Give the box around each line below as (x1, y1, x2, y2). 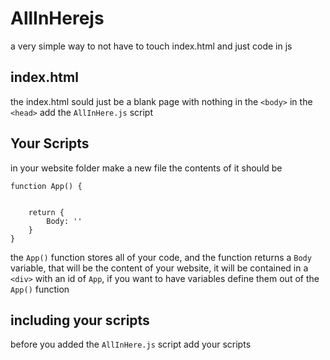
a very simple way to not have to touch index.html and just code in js (10, 40, 293, 52)
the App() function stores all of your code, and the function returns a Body (10, 251, 312, 263)
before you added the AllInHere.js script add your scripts (10, 338, 252, 351)
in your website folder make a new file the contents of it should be (10, 162, 283, 174)
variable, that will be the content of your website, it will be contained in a (10, 262, 309, 274)
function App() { (10, 181, 83, 191)
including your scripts (10, 312, 150, 329)
